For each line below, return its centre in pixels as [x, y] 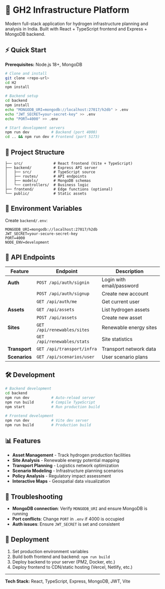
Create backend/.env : [26, 220]
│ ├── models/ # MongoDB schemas [48, 181]
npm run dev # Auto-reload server [50, 398]
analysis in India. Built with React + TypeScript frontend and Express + [76, 28]
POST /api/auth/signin [63, 282]
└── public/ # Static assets [46, 194]
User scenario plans [125, 357]
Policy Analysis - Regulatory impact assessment [62, 476]
